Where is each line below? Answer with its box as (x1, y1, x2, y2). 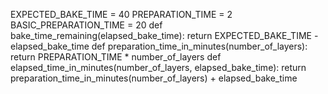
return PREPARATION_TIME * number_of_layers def (10, 51, 222, 63)
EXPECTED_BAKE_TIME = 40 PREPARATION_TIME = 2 (10, 9, 233, 20)
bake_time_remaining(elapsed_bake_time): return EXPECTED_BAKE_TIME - (10, 30, 319, 41)
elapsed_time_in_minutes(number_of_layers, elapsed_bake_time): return (10, 62, 307, 73)
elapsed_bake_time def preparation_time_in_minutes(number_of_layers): (10, 40, 308, 52)
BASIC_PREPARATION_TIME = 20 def (10, 19, 163, 31)
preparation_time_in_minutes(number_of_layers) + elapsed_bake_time (10, 72, 298, 84)
